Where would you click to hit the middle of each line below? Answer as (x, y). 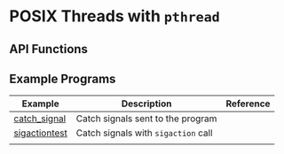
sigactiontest (41, 133)
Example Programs (63, 78)
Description (146, 104)
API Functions (49, 49)
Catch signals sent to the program (146, 119)
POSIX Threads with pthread (114, 16)
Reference (248, 104)
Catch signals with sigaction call (144, 133)
